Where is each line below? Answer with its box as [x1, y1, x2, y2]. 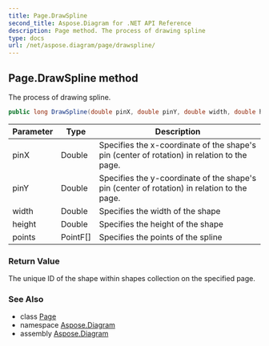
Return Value [8, 255, 60, 267]
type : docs [8, 34, 45, 42]
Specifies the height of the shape [98, 218, 224, 229]
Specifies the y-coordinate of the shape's [98, 172, 257, 183]
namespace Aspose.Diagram [19, 320, 116, 330]
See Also [8, 294, 44, 305]
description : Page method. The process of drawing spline [8, 26, 206, 34]
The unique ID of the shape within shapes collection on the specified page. [8, 274, 256, 284]
